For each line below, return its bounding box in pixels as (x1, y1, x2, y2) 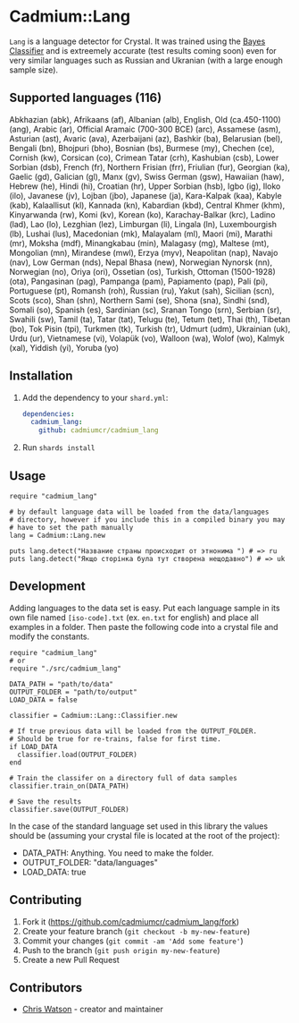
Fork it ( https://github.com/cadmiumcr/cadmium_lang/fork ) (21, 916, 239, 927)
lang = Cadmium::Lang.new (9, 531, 105, 540)
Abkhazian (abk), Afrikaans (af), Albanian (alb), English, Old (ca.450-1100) (9, 114, 281, 124)
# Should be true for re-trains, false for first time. (9, 734, 221, 744)
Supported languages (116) (9, 90, 162, 106)
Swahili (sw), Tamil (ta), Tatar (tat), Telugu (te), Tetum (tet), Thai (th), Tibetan (9, 313, 291, 324)
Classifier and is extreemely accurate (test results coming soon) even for (9, 45, 277, 55)
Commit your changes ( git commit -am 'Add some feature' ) (21, 935, 244, 946)
